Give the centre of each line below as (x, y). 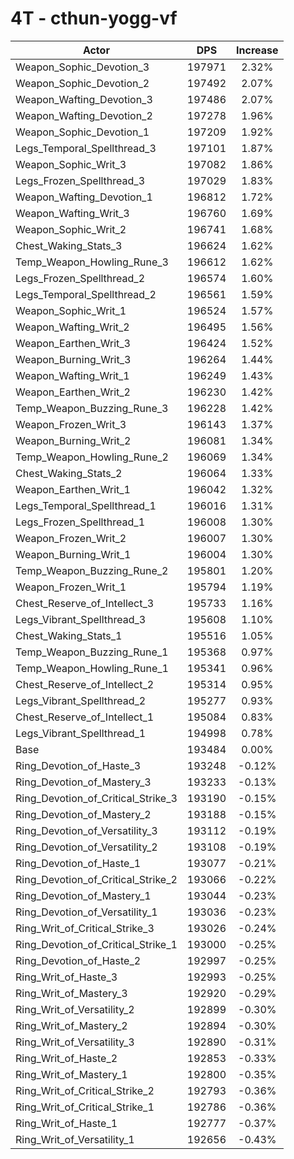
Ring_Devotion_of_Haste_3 (78, 765)
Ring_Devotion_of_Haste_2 (78, 960)
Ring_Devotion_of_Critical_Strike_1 (96, 944)
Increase (257, 50)
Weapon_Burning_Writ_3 (73, 359)
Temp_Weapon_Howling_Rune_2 (92, 457)
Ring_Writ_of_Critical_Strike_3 (85, 928)
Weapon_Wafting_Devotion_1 (84, 197)
